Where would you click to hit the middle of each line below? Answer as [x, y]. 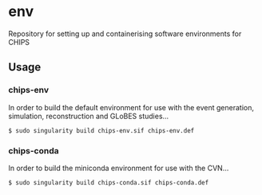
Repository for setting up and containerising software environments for [125, 34]
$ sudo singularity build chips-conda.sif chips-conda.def [109, 182]
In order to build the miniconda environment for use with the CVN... [119, 168]
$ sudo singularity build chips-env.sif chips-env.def [101, 130]
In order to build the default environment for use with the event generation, [131, 107]
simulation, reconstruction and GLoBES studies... [89, 116]
